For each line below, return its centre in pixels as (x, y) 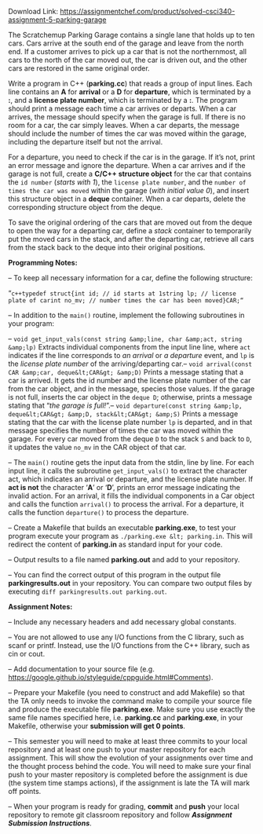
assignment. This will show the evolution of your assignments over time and (131, 758)
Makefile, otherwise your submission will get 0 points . (97, 726)
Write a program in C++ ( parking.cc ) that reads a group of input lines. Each (130, 83)
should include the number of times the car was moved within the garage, (128, 134)
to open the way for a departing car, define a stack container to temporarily (130, 230)
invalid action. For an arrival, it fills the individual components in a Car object (131, 496)
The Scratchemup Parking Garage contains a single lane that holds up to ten (131, 35)
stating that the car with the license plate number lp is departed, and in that (130, 422)
